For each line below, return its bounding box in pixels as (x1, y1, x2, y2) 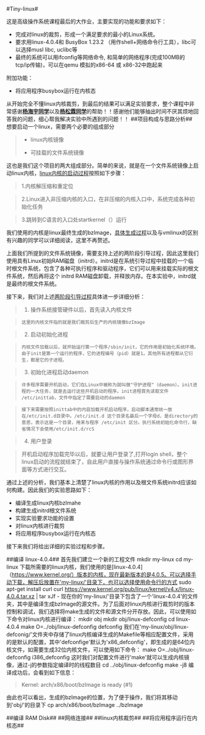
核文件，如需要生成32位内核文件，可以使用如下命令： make (6, 646, 157, 653)
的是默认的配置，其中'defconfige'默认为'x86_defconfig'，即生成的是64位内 (6, 639, 195, 645)
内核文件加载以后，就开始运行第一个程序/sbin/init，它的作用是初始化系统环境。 (21, 344, 199, 350)
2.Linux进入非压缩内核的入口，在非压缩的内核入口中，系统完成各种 (21, 195, 190, 203)
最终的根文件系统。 (11, 280, 60, 287)
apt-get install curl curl (6, 586, 63, 592)
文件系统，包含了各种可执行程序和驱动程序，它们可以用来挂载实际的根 (16, 265, 193, 272)
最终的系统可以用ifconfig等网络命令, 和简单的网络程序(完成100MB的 (15, 54, 185, 60)
